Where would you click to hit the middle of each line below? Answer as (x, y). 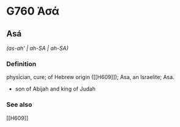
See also (19, 105)
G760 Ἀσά (33, 11)
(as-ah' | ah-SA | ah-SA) (38, 48)
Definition (21, 64)
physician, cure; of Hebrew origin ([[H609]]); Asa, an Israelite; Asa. (91, 77)
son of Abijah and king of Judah (55, 89)
